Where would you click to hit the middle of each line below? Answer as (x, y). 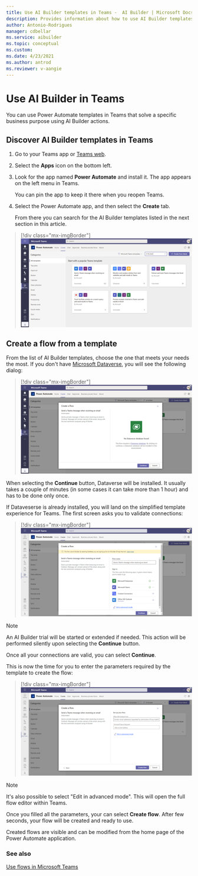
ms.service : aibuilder (34, 38)
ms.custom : (19, 50)
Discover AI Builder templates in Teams (80, 140)
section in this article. (41, 224)
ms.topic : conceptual (33, 44)
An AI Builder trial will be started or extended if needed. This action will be (96, 637)
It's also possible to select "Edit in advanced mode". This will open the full (96, 797)
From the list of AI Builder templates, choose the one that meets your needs (98, 358)
